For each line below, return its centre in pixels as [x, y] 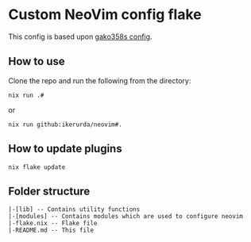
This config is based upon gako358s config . [80, 36]
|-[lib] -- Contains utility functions [74, 209]
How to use [37, 61]
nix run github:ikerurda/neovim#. [66, 125]
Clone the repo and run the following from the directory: [100, 80]
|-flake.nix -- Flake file [53, 224]
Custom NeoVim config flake [105, 15]
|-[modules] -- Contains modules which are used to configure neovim [126, 217]
